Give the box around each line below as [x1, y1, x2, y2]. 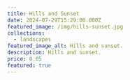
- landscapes [13, 36, 52, 43]
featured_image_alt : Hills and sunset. [7, 42, 124, 49]
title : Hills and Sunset [7, 10, 80, 17]
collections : [7, 29, 45, 37]
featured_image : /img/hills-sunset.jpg [7, 23, 124, 30]
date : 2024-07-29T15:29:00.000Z [7, 17, 101, 24]
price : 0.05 [7, 56, 42, 63]
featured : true [7, 62, 52, 69]
